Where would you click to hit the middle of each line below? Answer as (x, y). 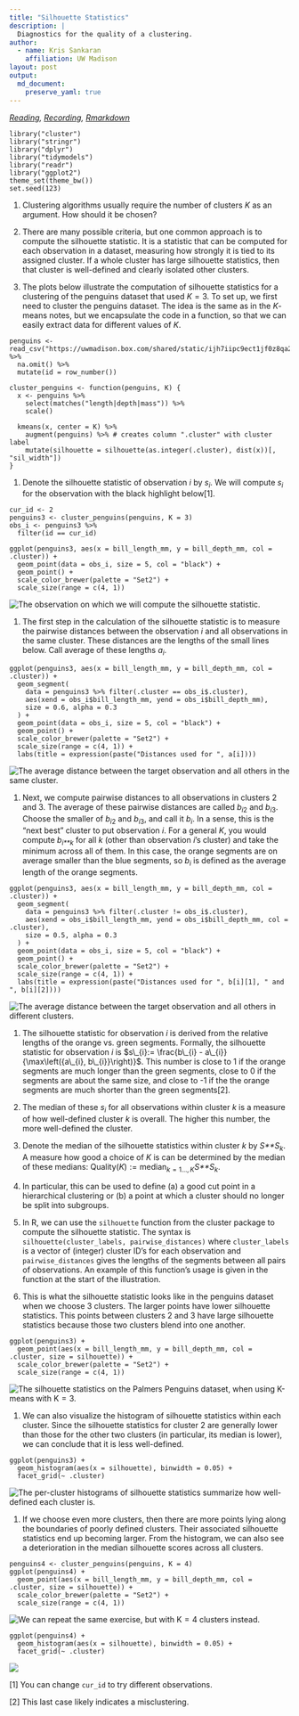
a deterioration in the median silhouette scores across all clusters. (143, 1548)
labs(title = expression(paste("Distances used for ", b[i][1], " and (151, 982)
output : (24, 76)
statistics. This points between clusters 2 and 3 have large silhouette (148, 1315)
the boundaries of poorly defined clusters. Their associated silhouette (150, 1528)
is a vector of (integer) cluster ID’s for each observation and (132, 1250)
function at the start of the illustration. (92, 1279)
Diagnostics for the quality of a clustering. (105, 34)
